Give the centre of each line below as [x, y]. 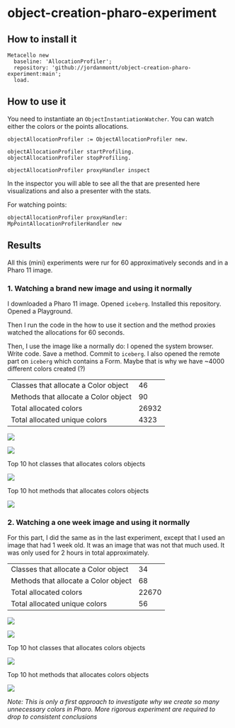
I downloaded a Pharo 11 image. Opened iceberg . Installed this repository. [114, 304]
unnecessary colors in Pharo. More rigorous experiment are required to [111, 710]
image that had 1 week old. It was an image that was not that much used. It [116, 545]
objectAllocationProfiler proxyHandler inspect [79, 170]
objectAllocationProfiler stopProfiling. [69, 158]
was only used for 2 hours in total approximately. [79, 553]
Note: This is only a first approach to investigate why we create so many [113, 702]
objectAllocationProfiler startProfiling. [71, 151]
